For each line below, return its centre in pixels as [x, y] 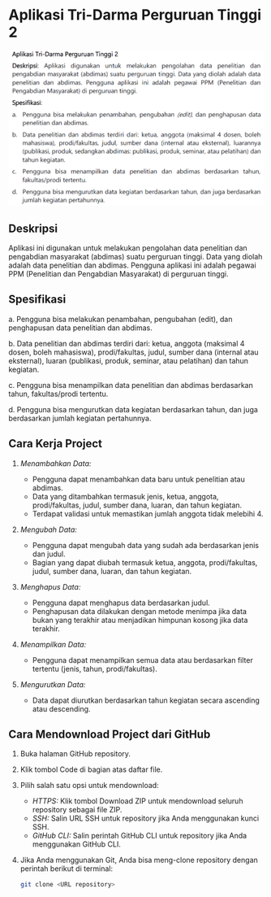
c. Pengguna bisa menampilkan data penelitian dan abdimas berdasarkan [131, 385]
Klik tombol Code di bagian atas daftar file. [91, 769]
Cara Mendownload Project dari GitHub [110, 735]
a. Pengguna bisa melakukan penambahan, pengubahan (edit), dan [120, 319]
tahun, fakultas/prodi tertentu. [58, 394]
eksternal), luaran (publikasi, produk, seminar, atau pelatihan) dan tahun [129, 360]
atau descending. [61, 708]
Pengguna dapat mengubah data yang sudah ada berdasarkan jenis [146, 545]
